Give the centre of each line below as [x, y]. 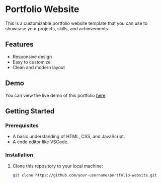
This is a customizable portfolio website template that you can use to [76, 23]
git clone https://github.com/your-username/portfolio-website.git [85, 175]
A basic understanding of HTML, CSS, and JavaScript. [69, 137]
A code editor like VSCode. [40, 142]
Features [19, 45]
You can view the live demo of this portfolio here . [56, 95]
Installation [19, 155]
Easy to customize [31, 62]
